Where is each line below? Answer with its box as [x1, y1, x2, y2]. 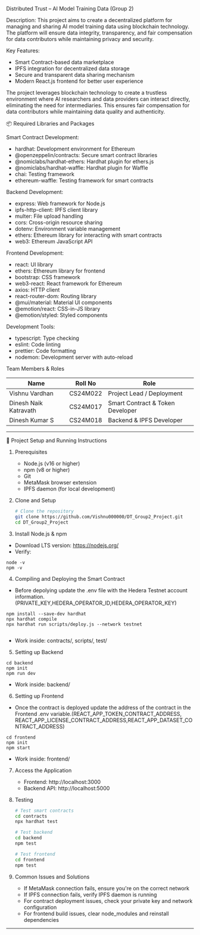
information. [14, 593, 45, 600]
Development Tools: [6, 323, 55, 330]
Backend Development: [6, 189, 64, 195]
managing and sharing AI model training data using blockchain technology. [6, 23, 189, 30]
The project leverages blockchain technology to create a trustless [6, 89, 167, 96]
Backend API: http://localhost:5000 [23, 784, 110, 792]
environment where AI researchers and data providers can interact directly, [6, 95, 190, 102]
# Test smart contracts [14, 808, 74, 814]
